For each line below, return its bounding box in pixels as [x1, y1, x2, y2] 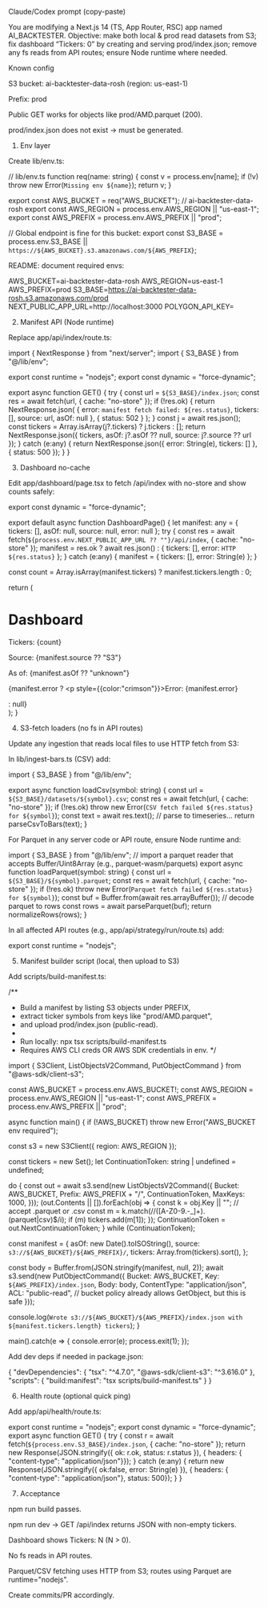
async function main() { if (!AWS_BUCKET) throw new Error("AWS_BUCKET [8, 1117, 256, 1126]
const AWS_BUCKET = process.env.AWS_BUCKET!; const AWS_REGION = [8, 1084, 254, 1094]
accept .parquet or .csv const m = [8, 1206, 121, 1215]
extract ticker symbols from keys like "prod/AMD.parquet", [19, 1011, 213, 1021]
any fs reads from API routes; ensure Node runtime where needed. [8, 48, 228, 57]
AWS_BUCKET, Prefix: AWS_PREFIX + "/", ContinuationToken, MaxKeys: [8, 1189, 246, 1198]
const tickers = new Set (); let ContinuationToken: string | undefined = [8, 1156, 236, 1166]
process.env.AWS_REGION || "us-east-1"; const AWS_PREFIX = [8, 1093, 218, 1102]
